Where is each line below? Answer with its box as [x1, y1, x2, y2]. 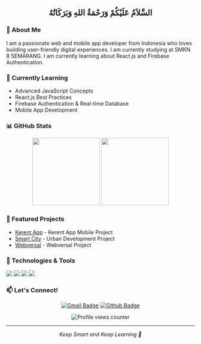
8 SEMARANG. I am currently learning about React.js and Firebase [6, 52, 169, 59]
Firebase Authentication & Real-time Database [14, 100, 129, 107]
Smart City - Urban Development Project [14, 235, 115, 242]
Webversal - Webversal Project [14, 241, 92, 249]
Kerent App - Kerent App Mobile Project [14, 228, 113, 236]
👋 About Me [6, 26, 41, 34]
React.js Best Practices [14, 93, 72, 101]
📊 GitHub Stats [6, 121, 52, 130]
